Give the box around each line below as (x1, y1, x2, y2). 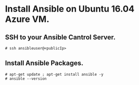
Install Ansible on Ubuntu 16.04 (5, 3, 135, 15)
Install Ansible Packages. (5, 59, 84, 68)
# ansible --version (5, 76, 47, 81)
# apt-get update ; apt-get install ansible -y (5, 72, 104, 77)
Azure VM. (5, 14, 50, 25)
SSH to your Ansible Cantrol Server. (5, 33, 116, 41)
